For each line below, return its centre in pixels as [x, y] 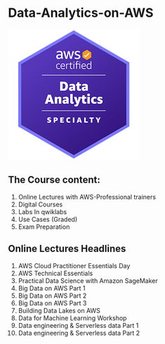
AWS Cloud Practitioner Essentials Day [74, 265]
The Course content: [54, 180]
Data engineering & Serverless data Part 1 [78, 325]
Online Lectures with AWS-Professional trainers [87, 197]
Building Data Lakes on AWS [59, 310]
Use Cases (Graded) [48, 219]
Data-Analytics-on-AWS [81, 13]
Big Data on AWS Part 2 [52, 296]
